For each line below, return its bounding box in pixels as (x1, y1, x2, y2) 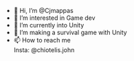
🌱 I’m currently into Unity (13, 21, 85, 29)
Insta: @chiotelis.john (13, 46, 75, 54)
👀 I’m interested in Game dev (13, 14, 96, 22)
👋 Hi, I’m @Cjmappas (13, 7, 74, 14)
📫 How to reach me (13, 36, 71, 44)
